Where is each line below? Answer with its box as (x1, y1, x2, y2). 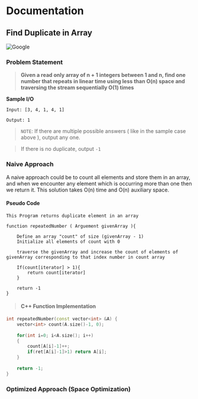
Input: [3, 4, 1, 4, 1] (6, 107, 65, 113)
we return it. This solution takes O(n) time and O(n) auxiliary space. (6, 186, 170, 193)
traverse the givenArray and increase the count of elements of (17, 249, 178, 255)
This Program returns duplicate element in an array (6, 213, 139, 219)
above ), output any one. (20, 134, 81, 141)
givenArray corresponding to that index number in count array (6, 254, 165, 260)
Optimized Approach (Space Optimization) (6, 385, 131, 393)
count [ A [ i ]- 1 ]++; (27, 343, 70, 349)
